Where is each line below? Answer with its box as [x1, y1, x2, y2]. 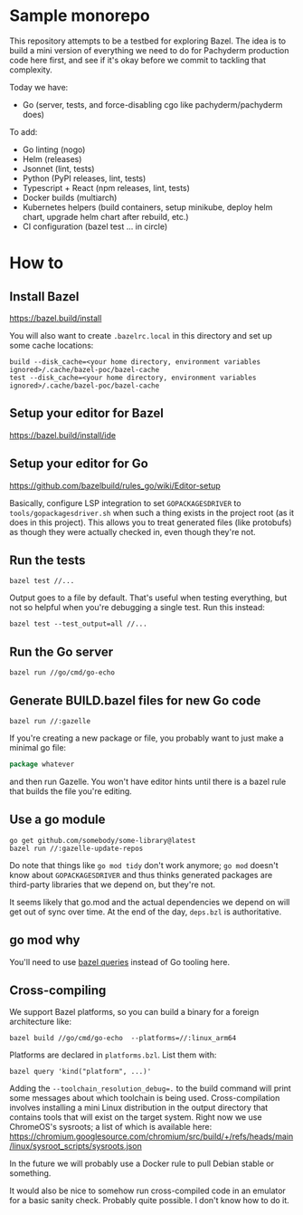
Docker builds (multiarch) [22, 192, 118, 203]
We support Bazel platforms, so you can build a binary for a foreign [9, 1007, 260, 1018]
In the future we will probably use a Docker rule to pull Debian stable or [9, 1158, 274, 1169]
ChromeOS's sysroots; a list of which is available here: [9, 1122, 213, 1133]
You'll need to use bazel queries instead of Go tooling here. [9, 956, 231, 967]
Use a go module [9, 812, 106, 828]
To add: [9, 126, 38, 137]
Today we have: [9, 81, 69, 92]
